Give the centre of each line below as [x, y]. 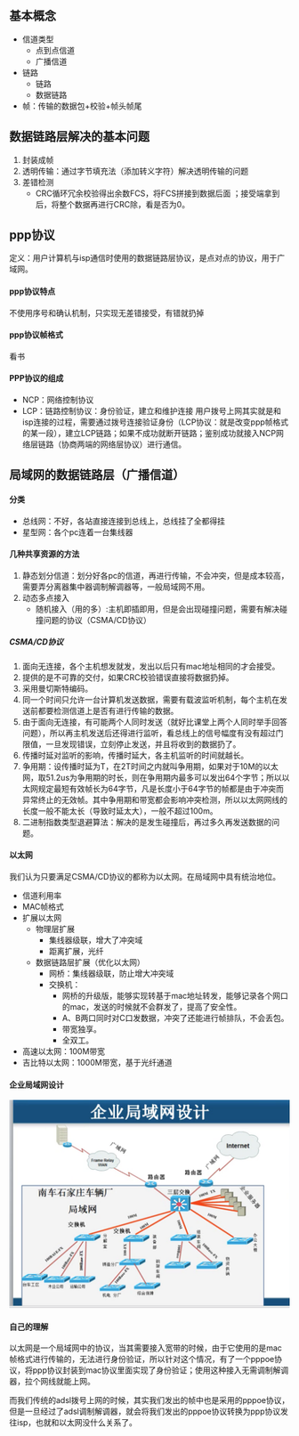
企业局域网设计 [36, 1084]
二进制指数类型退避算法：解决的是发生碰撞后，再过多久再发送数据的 [147, 822]
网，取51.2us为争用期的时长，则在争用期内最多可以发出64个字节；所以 [152, 777]
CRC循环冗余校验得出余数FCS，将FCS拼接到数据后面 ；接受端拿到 [158, 193]
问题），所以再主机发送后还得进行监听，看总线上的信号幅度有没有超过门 [153, 733]
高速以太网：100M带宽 [63, 1051]
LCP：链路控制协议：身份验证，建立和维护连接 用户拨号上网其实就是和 [152, 411]
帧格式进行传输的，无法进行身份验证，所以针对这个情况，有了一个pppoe [142, 1359]
